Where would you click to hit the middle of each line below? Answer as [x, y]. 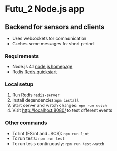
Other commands [26, 123]
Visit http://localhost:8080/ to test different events [62, 110]
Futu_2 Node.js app [45, 9]
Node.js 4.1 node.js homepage [42, 67]
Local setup [19, 84]
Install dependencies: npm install [45, 100]
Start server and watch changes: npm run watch [59, 105]
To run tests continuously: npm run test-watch [58, 143]
